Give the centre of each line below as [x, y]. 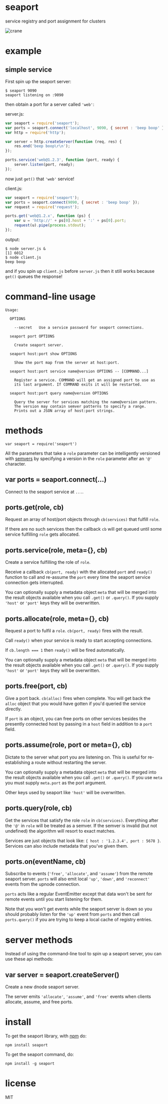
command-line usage [50, 297]
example [23, 51]
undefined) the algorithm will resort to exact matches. [60, 831]
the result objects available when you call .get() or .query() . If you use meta [84, 777]
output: [12, 239]
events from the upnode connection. [43, 884]
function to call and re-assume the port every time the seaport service [78, 577]
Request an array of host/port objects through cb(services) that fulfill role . [82, 519]
